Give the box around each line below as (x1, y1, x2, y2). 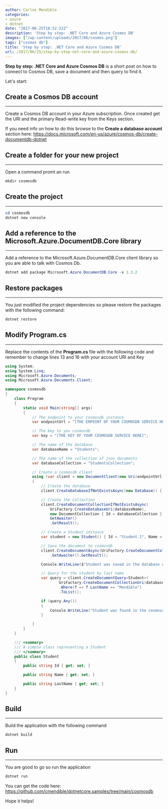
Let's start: (5, 78, 27, 84)
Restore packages (5, 284, 63, 292)
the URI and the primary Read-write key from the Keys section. (5, 116, 134, 122)
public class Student (14, 654, 59, 659)
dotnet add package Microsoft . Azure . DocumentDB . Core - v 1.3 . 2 (5, 270, 137, 275)
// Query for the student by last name (40, 571, 124, 576)
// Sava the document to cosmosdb (40, 543, 113, 548)
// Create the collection (40, 497, 95, 502)
